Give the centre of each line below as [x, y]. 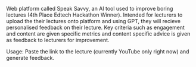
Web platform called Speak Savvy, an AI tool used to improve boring [90, 9]
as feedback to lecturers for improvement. [58, 40]
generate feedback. [30, 58]
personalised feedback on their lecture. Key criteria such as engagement [95, 27]
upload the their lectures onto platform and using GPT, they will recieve [93, 21]
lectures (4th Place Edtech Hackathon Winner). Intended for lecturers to [94, 15]
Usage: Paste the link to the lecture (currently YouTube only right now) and [98, 52]
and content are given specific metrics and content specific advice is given [98, 34]
